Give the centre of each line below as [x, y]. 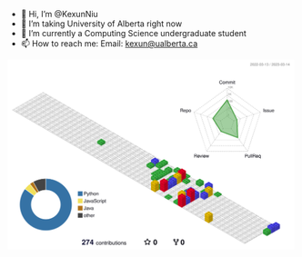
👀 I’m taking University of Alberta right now [101, 24]
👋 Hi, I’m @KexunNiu [59, 14]
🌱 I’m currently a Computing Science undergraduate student [133, 33]
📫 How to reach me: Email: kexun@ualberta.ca [109, 44]
